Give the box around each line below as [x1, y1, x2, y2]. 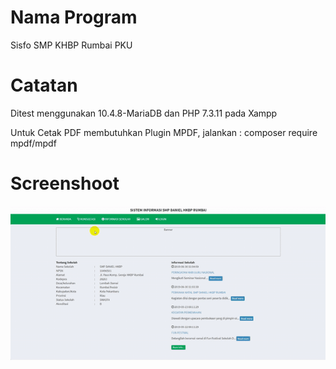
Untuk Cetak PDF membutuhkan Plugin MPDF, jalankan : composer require [10, 126, 318, 138]
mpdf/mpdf [10, 137, 57, 149]
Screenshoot [10, 172, 120, 195]
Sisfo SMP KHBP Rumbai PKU [10, 39, 133, 51]
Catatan [10, 74, 78, 97]
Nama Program [10, 6, 138, 29]
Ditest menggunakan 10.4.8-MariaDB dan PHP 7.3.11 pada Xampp [10, 107, 278, 119]
